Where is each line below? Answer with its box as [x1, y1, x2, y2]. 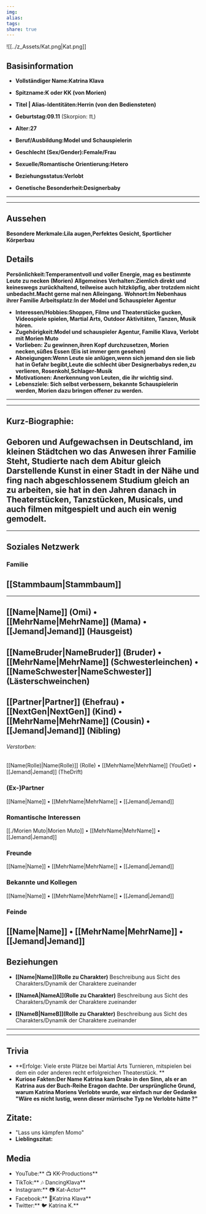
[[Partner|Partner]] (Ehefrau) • [6, 697, 125, 707]
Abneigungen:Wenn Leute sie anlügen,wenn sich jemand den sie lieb [15, 354, 196, 361]
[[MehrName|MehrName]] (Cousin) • [6, 716, 150, 727]
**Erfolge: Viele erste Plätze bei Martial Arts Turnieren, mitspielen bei [15, 1062, 192, 1070]
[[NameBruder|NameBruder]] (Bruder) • [6, 647, 162, 657]
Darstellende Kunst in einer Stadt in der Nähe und [6, 466, 199, 476]
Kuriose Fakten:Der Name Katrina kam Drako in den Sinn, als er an [15, 1075, 187, 1083]
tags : [6, 20, 20, 26]
